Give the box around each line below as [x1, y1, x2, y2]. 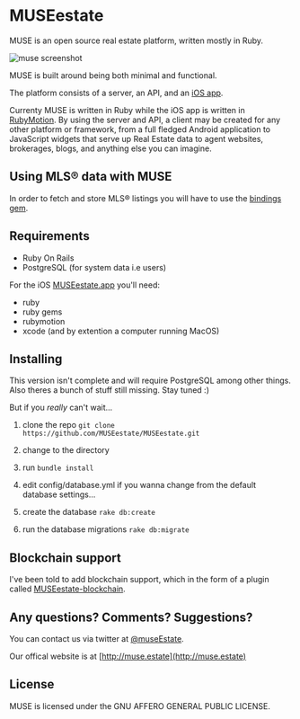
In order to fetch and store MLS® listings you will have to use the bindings [9, 192, 282, 203]
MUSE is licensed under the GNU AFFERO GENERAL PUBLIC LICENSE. [9, 700, 271, 711]
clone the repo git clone [22, 420, 115, 431]
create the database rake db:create [22, 507, 155, 518]
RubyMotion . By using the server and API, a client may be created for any [9, 114, 281, 125]
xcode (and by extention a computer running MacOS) [22, 325, 220, 336]
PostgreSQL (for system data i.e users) [22, 262, 167, 272]
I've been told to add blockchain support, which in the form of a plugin [9, 574, 269, 585]
